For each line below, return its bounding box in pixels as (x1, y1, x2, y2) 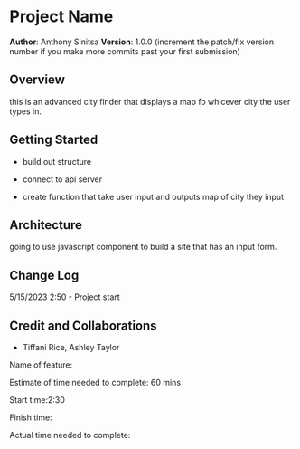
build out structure (22, 156, 92, 167)
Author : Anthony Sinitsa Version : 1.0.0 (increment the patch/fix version (9, 36, 274, 47)
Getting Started (9, 132, 98, 148)
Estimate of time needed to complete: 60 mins (9, 377, 182, 387)
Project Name (9, 6, 114, 27)
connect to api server (22, 174, 103, 185)
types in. (9, 106, 42, 117)
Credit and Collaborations (9, 318, 157, 333)
